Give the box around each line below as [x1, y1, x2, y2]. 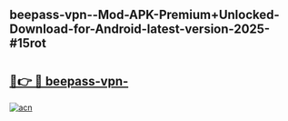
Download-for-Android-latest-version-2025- [9, 22, 271, 37]
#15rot [9, 35, 47, 51]
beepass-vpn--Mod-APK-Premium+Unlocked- [9, 7, 280, 23]
